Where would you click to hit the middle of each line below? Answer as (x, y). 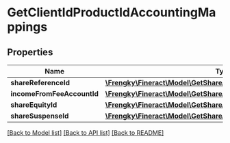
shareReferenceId (40, 83)
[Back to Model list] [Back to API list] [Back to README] (86, 133)
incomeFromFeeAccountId (55, 94)
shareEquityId (34, 105)
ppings (27, 27)
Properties (30, 52)
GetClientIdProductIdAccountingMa (112, 13)
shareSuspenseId (40, 116)
